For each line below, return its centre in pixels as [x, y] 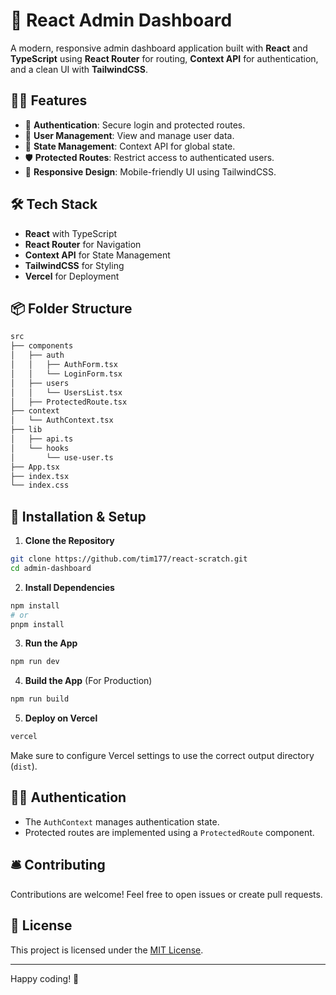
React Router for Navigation [83, 244]
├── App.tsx [35, 467]
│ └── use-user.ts [62, 457]
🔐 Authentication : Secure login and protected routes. [135, 125]
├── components [42, 346]
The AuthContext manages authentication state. [122, 821]
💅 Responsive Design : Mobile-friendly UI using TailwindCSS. [150, 171]
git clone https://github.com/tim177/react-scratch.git [129, 559]
